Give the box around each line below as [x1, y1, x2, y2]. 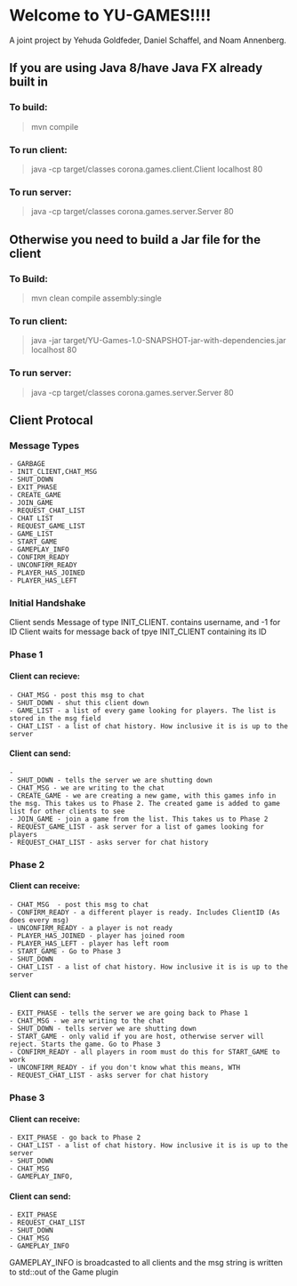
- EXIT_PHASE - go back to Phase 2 [9, 1133, 141, 1143]
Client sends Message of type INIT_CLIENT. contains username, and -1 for [9, 617, 281, 628]
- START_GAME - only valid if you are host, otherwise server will [9, 1033, 265, 1041]
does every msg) [9, 915, 69, 925]
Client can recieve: [9, 671, 80, 681]
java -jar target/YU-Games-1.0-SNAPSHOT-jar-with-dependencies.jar [30, 335, 286, 346]
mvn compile [30, 121, 79, 132]
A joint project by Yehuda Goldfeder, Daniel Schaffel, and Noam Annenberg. [9, 35, 287, 45]
